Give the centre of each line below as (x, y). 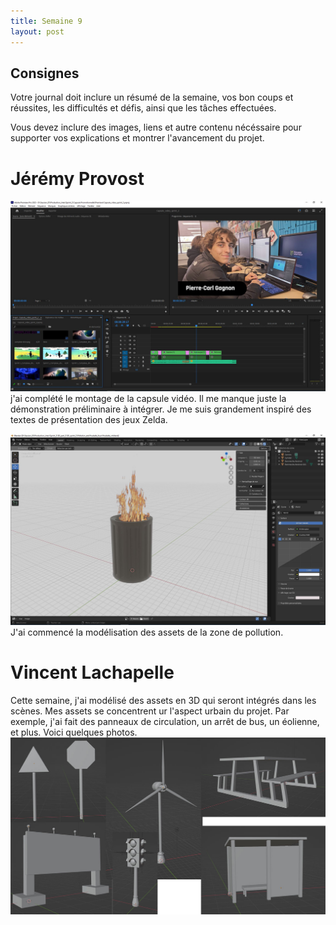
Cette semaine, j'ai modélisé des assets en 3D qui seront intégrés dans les (163, 700)
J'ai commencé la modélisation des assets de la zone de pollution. (147, 632)
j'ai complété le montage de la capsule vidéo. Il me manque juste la (148, 399)
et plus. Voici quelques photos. (74, 732)
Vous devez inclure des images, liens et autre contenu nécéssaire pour (156, 127)
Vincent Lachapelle (92, 672)
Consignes (45, 73)
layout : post (37, 31)
